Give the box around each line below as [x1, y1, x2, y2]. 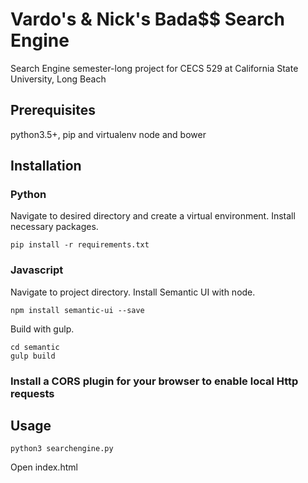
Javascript [10, 263, 64, 277]
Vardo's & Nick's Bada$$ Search [10, 8, 285, 31]
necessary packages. [10, 221, 99, 233]
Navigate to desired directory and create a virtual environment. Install [10, 210, 296, 222]
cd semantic [10, 342, 60, 352]
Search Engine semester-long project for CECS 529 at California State [10, 62, 299, 74]
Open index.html [10, 461, 78, 473]
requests [10, 386, 55, 400]
